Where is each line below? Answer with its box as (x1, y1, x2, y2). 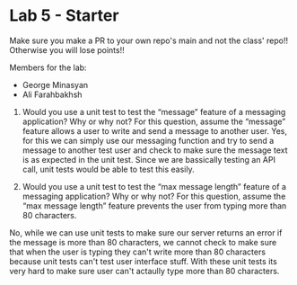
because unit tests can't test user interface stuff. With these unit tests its (9, 255, 278, 266)
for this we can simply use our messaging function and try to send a (22, 135, 275, 146)
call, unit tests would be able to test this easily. (22, 164, 195, 174)
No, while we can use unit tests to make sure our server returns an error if (9, 227, 283, 238)
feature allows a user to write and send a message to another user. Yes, (22, 125, 287, 136)
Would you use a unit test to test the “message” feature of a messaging (22, 106, 286, 117)
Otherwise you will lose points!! (9, 44, 126, 55)
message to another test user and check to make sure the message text (22, 145, 289, 156)
